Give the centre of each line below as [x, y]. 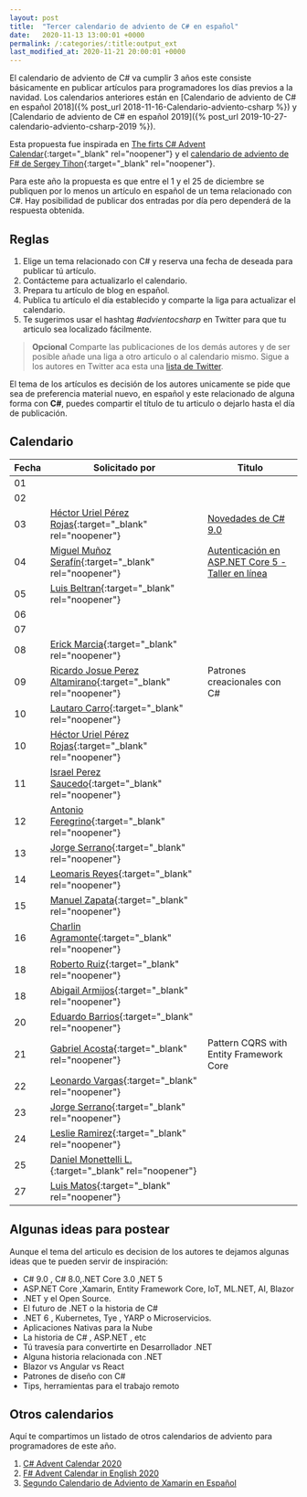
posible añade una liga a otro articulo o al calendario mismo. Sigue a [160, 356]
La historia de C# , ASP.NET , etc [85, 1337]
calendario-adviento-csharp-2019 [73, 127]
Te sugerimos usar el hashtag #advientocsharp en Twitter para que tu [154, 319]
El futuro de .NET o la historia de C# [90, 1308]
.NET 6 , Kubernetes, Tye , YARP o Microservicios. [117, 1318]
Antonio [67, 810]
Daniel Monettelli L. [91, 1159]
